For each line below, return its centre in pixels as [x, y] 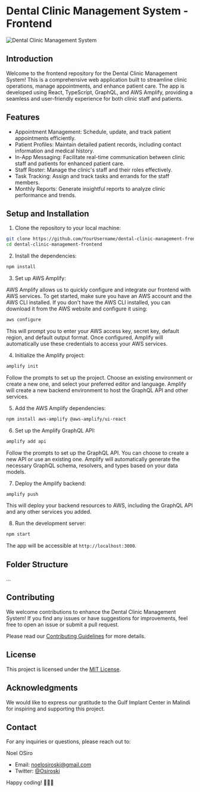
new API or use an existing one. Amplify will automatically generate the [93, 459]
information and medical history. [54, 151]
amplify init [22, 366]
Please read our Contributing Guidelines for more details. [76, 636]
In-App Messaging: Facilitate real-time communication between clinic [100, 157]
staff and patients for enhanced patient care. [70, 163]
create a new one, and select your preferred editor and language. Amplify [96, 384]
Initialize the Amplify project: [50, 355]
